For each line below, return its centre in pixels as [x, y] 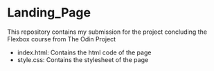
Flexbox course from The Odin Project [62, 39]
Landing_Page [49, 13]
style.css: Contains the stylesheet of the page [83, 59]
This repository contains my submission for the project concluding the [107, 32]
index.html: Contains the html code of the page [84, 52]
